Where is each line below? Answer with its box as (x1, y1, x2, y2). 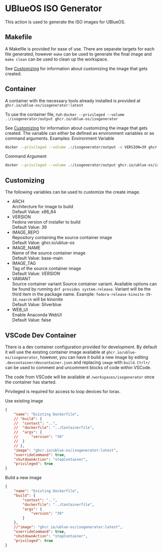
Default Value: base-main (12, 255, 63, 261)
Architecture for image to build (12, 204, 74, 210)
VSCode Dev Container (5, 331, 77, 340)
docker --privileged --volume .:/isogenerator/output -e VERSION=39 (5, 145, 147, 149)
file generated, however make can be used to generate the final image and (5, 51, 152, 57)
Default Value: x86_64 (12, 209, 56, 215)
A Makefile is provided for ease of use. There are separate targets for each (5, 46, 155, 51)
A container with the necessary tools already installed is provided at (5, 97, 141, 103)
